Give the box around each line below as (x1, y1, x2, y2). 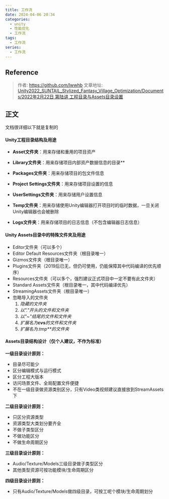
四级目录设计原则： (5, 477, 45, 483)
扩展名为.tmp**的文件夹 (20, 326, 69, 332)
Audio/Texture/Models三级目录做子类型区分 (12, 460, 103, 466)
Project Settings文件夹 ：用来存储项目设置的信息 (12, 181, 113, 187)
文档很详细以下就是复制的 (5, 124, 58, 130)
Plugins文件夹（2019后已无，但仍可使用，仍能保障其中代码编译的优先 (12, 263, 157, 269)
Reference (5, 68, 39, 77)
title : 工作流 (5, 7, 33, 13)
